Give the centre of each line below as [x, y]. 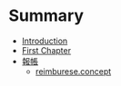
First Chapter [46, 50]
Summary [46, 16]
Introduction [45, 41]
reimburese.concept [73, 71]
